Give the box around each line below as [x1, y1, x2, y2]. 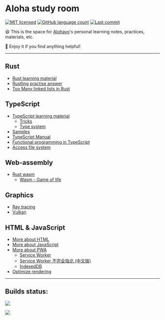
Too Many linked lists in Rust [12, 85, 70, 91]
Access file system [12, 144, 51, 150]
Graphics [5, 191, 34, 199]
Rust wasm [12, 171, 35, 177]
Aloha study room [5, 3, 80, 14]
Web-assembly [5, 158, 53, 167]
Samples [12, 129, 30, 134]
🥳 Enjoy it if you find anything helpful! [5, 43, 81, 49]
